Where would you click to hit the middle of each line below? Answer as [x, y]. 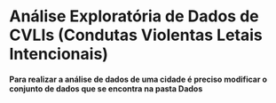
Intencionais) [59, 54]
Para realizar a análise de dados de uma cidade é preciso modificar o [138, 79]
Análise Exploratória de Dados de [134, 16]
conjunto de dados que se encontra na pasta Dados [106, 88]
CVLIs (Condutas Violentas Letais [136, 35]
